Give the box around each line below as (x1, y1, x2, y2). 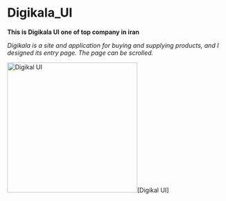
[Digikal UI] (137, 186, 169, 194)
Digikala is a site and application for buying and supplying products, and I (7, 41, 219, 49)
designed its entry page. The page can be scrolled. (7, 49, 154, 57)
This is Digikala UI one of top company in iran (7, 28, 140, 36)
